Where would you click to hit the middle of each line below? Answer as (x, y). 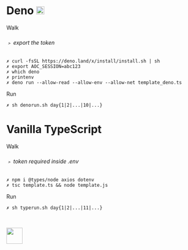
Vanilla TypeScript (54, 130)
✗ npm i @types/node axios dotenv (51, 180)
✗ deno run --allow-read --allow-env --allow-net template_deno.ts (94, 83)
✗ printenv (20, 77)
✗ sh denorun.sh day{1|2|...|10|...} (55, 105)
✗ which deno (23, 72)
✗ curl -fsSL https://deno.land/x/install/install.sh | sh (83, 61)
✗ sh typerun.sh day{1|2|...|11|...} (55, 208)
